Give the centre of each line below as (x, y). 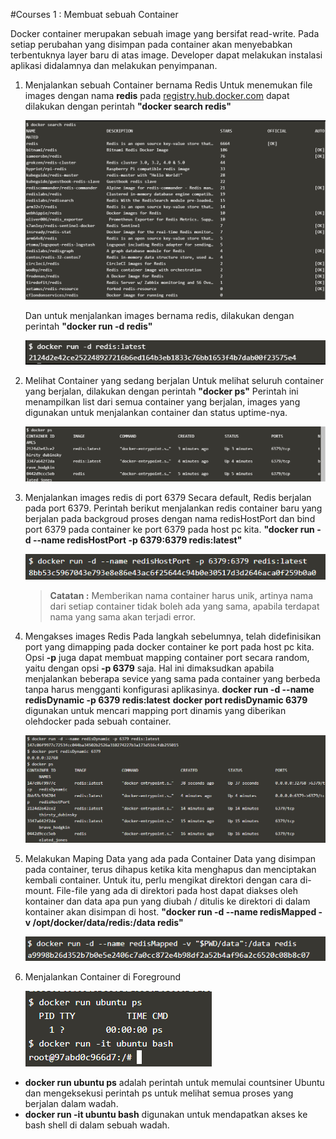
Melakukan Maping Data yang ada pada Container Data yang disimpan (170, 858)
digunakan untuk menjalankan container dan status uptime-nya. (156, 412)
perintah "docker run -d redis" (88, 326)
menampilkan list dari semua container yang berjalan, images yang (162, 401)
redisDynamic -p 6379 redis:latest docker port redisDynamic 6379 (166, 700)
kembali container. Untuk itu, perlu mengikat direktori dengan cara (161, 880)
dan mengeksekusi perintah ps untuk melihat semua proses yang (159, 1093)
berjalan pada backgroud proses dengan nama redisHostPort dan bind (170, 518)
